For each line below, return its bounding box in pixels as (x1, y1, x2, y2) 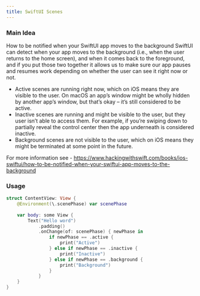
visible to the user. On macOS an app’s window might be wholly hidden (14, 91, 190, 99)
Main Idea (6, 28, 36, 36)
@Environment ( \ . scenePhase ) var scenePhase (17, 201, 128, 207)
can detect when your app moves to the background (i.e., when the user (6, 48, 184, 56)
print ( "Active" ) (59, 240, 101, 246)
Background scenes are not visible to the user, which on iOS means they (14, 136, 194, 144)
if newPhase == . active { (49, 234, 114, 240)
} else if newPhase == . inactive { (49, 246, 138, 252)
